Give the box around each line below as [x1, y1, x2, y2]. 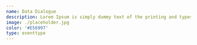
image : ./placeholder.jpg [6, 19, 69, 25]
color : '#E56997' [6, 25, 49, 31]
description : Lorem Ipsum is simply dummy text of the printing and [6, 14, 177, 20]
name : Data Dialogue [6, 8, 57, 15]
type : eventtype [6, 30, 46, 36]
